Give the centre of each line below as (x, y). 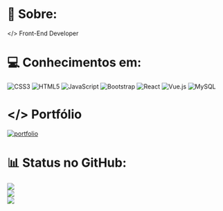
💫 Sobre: (32, 14)
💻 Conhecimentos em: (74, 63)
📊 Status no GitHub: (67, 163)
